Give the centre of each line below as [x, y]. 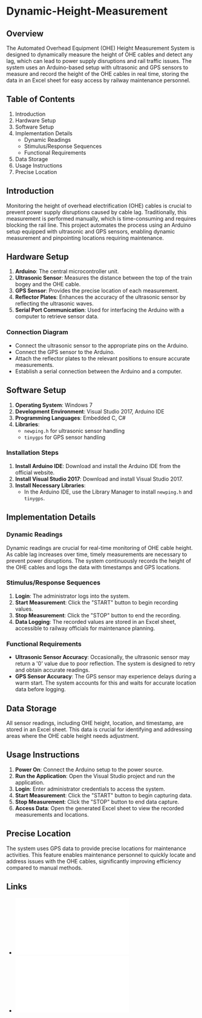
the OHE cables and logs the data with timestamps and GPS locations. [93, 567]
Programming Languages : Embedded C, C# [70, 418]
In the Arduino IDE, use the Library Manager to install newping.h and [108, 492]
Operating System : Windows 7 [54, 405]
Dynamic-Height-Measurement [87, 11]
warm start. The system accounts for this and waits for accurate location [106, 683]
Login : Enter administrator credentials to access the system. [90, 789]
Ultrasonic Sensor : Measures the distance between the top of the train [103, 278]
